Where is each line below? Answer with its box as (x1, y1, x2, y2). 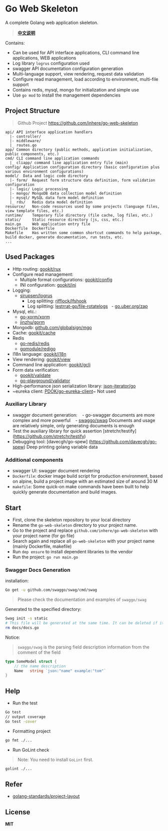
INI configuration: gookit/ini (19, 282, 76, 288)
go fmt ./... (5, 737, 32, 743)
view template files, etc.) (5, 208, 64, 213)
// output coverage (5, 714, 46, 719)
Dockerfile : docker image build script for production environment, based (12, 473, 163, 479)
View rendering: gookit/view (12, 356, 71, 362)
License (5, 807, 30, 816)
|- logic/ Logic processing (9, 186, 68, 192)
